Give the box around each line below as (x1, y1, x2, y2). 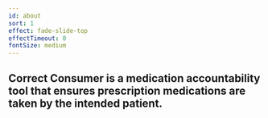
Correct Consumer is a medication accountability (8, 71, 261, 85)
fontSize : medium (8, 42, 67, 50)
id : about (8, 11, 42, 20)
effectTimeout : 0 (8, 34, 67, 43)
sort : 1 (8, 19, 35, 27)
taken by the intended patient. (8, 96, 163, 110)
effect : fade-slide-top (8, 26, 89, 35)
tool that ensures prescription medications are (8, 83, 246, 97)
